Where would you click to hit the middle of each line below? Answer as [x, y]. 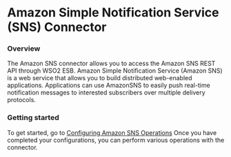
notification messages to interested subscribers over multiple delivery [106, 93]
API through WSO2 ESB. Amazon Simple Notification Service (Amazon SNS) [115, 71]
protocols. [22, 100]
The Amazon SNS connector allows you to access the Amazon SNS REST [111, 64]
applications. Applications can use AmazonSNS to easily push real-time [109, 85]
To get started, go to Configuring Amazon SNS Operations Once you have [112, 132]
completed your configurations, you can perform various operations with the [116, 140]
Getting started [33, 118]
